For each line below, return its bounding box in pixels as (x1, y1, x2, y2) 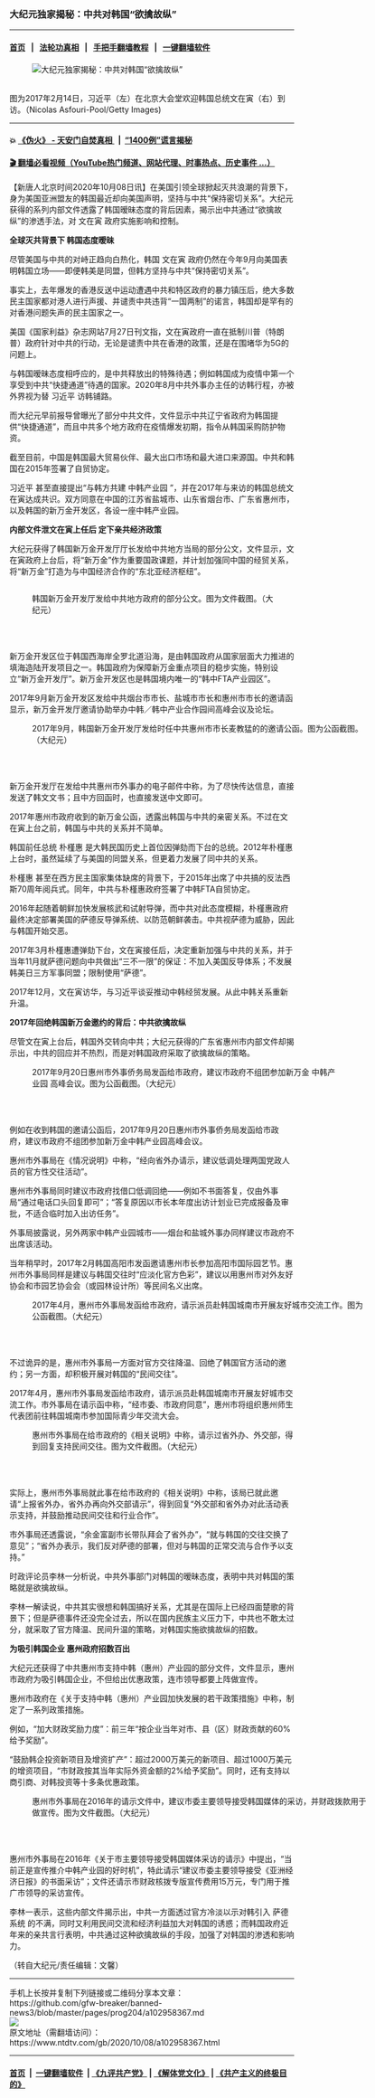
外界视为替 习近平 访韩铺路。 (9, 391, 117, 402)
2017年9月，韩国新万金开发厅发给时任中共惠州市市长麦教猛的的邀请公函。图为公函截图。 (32, 723, 363, 734)
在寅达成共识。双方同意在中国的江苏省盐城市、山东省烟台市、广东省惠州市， (9, 494, 295, 505)
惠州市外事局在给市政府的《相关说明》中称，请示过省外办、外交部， (32, 1430, 286, 1441)
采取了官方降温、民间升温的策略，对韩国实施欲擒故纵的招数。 (33, 1624, 263, 1635)
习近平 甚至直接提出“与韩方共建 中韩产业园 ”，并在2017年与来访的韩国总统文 (9, 482, 295, 494)
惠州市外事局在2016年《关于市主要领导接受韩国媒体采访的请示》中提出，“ (9, 1854, 285, 1865)
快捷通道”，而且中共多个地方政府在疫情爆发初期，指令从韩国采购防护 (21, 421, 278, 432)
